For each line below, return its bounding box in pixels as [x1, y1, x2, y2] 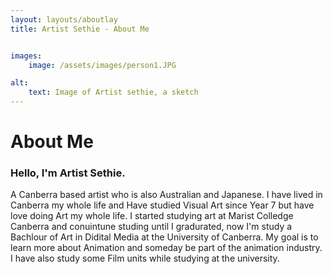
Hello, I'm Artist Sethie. [10, 166, 126, 180]
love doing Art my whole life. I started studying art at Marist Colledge [10, 210, 294, 222]
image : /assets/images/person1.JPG [28, 60, 177, 70]
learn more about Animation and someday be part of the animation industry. [10, 242, 323, 254]
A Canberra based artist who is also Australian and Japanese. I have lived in [10, 189, 323, 201]
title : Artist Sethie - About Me [10, 24, 150, 34]
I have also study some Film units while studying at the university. [10, 252, 280, 265]
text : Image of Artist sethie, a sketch [28, 87, 199, 98]
